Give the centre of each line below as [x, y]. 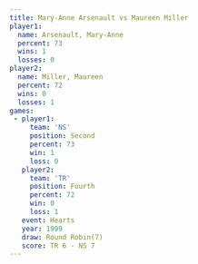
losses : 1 [36, 102]
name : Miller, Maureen [60, 77]
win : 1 [42, 152]
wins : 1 [32, 52]
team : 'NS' [50, 128]
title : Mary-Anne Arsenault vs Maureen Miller [99, 18]
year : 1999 [42, 229]
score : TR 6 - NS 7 [58, 246]
